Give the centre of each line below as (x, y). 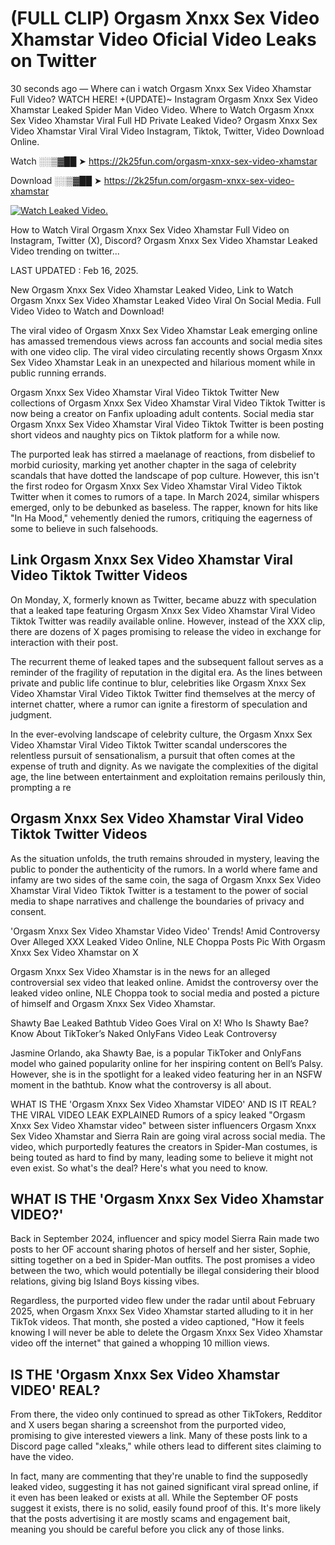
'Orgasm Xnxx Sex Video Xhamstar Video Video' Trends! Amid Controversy (165, 931)
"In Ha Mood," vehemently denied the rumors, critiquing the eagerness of (161, 518)
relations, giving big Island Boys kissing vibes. (105, 1281)
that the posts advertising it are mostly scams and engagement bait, (150, 1519)
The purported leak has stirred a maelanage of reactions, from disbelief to (163, 454)
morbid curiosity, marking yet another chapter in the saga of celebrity (153, 464)
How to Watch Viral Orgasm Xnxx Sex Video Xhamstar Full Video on (150, 229)
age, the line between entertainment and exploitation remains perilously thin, (168, 776)
